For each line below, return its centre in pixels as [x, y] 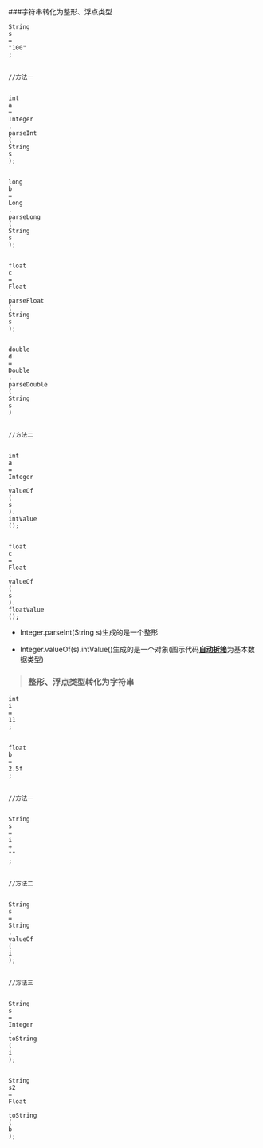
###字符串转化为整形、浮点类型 [61, 12]
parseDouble [28, 385]
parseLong [25, 217]
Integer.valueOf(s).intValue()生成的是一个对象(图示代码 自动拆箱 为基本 [134, 649]
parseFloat [26, 301]
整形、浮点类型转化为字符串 [81, 682]
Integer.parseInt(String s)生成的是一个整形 [89, 632]
